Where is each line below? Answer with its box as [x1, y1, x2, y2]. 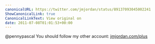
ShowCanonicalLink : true [5, 11, 55, 16]
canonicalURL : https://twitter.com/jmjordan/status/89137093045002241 [5, 7, 151, 12]
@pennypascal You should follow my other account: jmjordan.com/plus [5, 33, 148, 39]
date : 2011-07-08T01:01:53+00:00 [5, 20, 73, 25]
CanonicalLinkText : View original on [5, 16, 82, 21]
